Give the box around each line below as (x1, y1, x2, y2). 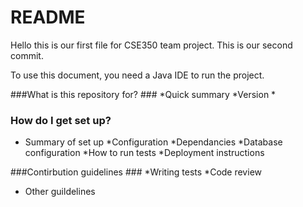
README (10, 6, 86, 29)
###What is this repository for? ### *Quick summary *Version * (10, 88, 277, 100)
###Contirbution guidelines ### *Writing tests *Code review (10, 166, 262, 178)
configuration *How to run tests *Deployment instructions (24, 147, 265, 159)
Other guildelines (24, 186, 96, 198)
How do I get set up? (10, 113, 112, 127)
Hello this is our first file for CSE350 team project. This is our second (10, 39, 293, 51)
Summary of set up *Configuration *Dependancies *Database (24, 136, 283, 148)
